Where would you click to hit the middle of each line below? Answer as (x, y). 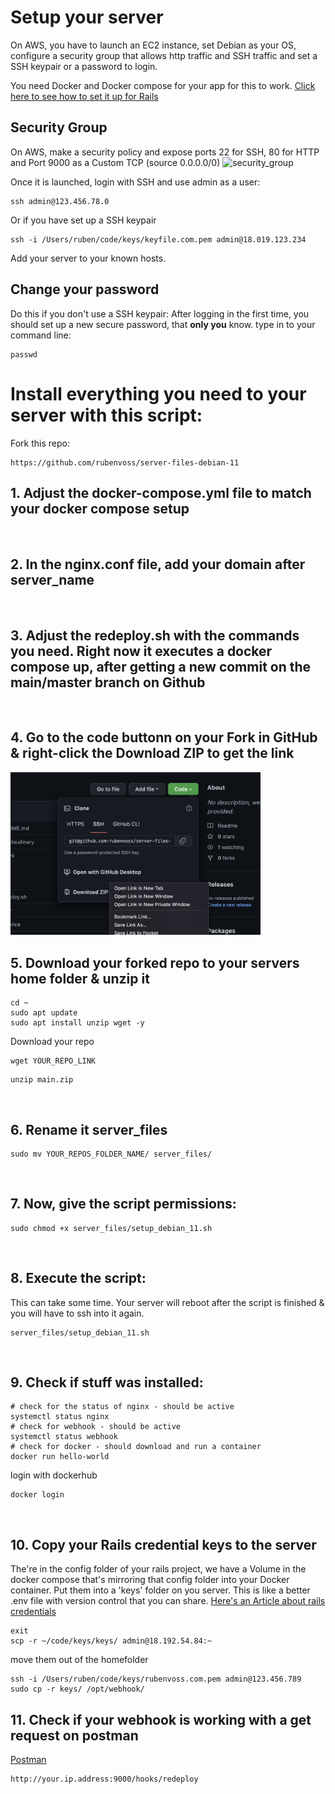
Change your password (85, 289)
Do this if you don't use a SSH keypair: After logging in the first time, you (160, 313)
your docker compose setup (100, 508)
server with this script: (106, 415)
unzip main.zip (42, 1080)
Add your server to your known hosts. (88, 258)
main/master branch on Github (108, 682)
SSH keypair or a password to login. (84, 66)
